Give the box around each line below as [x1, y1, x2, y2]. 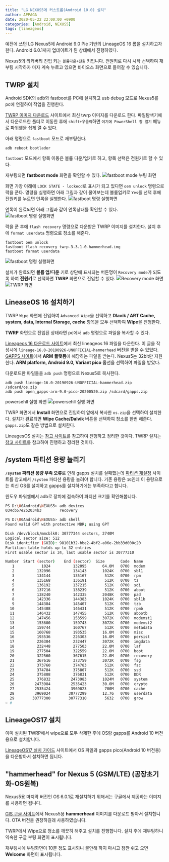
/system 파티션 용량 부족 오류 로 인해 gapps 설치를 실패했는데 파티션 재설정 [5, 470, 151, 476]
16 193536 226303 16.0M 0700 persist [10, 634, 150, 640]
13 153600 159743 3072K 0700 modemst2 [10, 620, 152, 625]
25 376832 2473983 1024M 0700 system [10, 677, 148, 682]
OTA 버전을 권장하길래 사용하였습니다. [12, 817, 87, 823]
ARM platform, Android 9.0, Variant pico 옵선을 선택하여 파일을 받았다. [16, 359, 160, 365]
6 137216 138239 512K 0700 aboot [12, 587, 145, 592]
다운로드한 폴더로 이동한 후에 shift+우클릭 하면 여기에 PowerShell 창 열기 [10, 118, 152, 124]
